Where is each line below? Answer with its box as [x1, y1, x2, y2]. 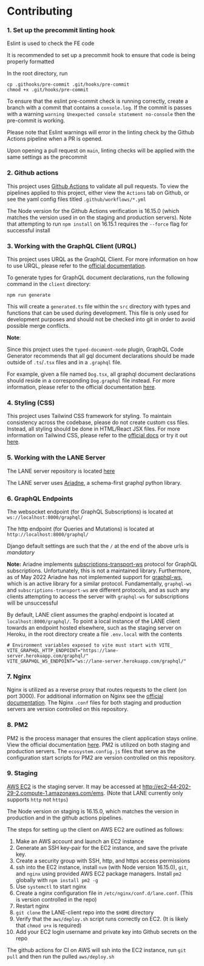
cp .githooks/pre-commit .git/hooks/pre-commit [7, 82, 130, 88]
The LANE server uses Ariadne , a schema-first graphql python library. [7, 479, 182, 486]
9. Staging [7, 769, 38, 777]
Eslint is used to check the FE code [7, 40, 95, 47]
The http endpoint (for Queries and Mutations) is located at [7, 525, 154, 532]
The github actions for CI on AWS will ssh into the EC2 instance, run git [7, 946, 186, 953]
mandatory [7, 549, 35, 556]
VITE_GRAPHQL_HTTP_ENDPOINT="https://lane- [7, 647, 119, 653]
